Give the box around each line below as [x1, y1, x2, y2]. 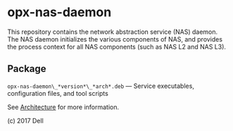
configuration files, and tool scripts [7, 89, 109, 97]
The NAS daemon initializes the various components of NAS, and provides [7, 35, 223, 43]
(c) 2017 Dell [7, 116, 44, 125]
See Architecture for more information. [7, 103, 120, 111]
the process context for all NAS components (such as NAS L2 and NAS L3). [7, 42, 227, 51]
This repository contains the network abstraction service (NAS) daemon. [7, 27, 218, 36]
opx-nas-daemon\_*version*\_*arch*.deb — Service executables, [7, 82, 195, 90]
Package [7, 63, 47, 75]
